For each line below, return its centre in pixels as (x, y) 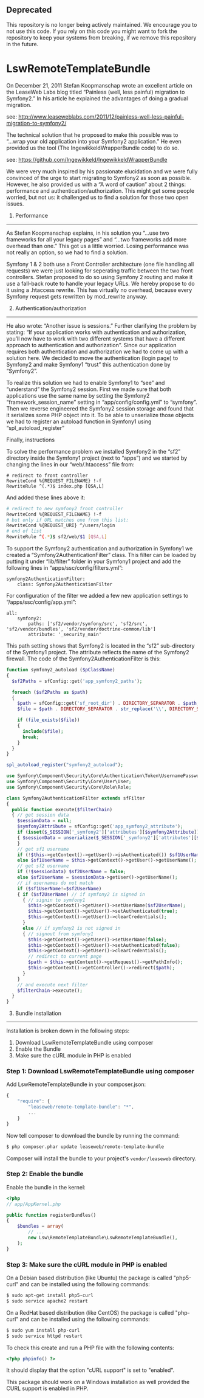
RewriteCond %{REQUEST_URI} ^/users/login (61, 525)
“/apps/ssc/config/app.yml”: (41, 602)
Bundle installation (38, 1013)
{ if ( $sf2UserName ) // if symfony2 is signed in (81, 894)
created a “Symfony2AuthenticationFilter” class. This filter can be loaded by (101, 555)
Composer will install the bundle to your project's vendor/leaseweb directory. (101, 1158)
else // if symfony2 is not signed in (71, 928)
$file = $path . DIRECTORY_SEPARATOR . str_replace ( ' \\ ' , (92, 709)
